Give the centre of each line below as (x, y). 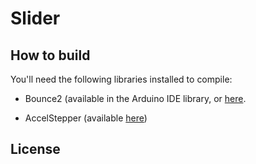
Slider (35, 18)
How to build (50, 55)
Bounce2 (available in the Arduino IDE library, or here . (135, 98)
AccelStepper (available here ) (86, 118)
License (35, 149)
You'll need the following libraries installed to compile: (121, 79)
